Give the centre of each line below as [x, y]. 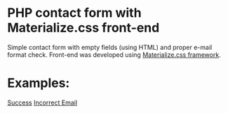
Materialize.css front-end [83, 28]
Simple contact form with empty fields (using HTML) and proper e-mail [110, 47]
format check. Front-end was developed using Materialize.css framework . [114, 55]
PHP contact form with [74, 13]
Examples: [39, 83]
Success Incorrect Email [42, 102]
